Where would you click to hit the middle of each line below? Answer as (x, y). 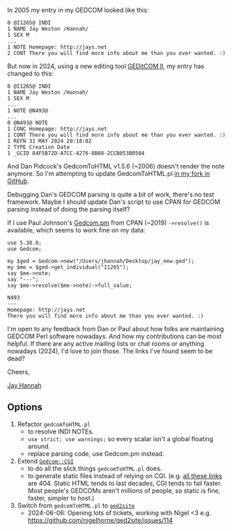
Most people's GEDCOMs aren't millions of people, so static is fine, (124, 491)
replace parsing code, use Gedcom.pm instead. (96, 453)
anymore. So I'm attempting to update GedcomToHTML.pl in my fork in (109, 174)
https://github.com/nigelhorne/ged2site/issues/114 (100, 520)
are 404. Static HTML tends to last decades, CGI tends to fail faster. (125, 483)
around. (39, 446)
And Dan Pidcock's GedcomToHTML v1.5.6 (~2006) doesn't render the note (116, 166)
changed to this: (31, 73)
